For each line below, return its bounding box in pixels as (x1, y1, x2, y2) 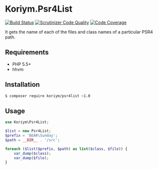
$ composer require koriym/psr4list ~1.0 (5, 94, 91, 98)
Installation (5, 80, 40, 89)
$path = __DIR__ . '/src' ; (5, 137, 60, 142)
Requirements (5, 48, 49, 56)
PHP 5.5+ (12, 61, 32, 67)
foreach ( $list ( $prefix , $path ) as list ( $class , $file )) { (5, 146, 128, 151)
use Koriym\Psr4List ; (5, 120, 49, 125)
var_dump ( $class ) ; (14, 151, 51, 156)
